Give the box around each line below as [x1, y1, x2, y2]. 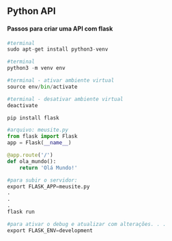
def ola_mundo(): [7, 158, 57, 165]
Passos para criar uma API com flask [7, 24, 113, 33]
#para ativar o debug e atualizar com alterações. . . [7, 221, 167, 227]
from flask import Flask [7, 133, 78, 140]
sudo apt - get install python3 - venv [7, 46, 109, 53]
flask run [7, 208, 35, 216]
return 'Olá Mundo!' [19, 164, 78, 171]
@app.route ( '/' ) [7, 152, 53, 159]
